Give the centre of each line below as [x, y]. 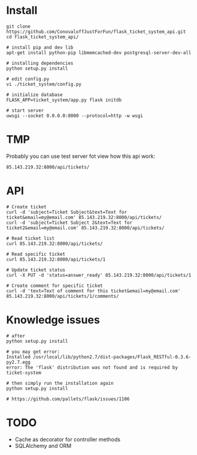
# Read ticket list [31, 238]
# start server [25, 110]
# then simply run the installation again [60, 383]
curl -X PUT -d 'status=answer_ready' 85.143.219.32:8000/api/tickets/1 [99, 275]
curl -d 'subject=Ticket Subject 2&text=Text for [69, 223]
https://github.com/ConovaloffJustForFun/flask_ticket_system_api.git [96, 32]
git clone [19, 26]
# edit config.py [28, 79]
